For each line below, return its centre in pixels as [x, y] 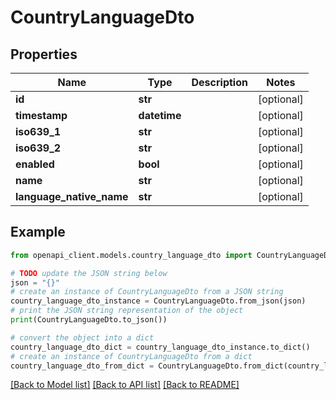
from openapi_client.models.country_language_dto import [131, 255]
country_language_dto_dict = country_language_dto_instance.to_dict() [160, 347]
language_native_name [72, 196]
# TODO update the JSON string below [89, 273]
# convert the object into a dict [82, 337]
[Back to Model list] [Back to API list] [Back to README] [125, 385]
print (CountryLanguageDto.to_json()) [89, 320]
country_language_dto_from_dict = [82, 366]
